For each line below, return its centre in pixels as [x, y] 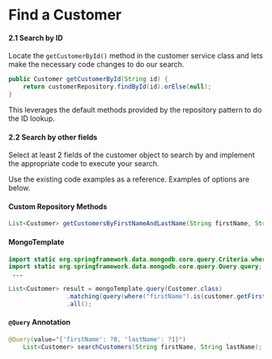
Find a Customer [65, 15]
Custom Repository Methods [58, 206]
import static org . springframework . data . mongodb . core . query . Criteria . [130, 259]
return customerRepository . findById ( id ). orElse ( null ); [117, 87]
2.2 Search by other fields [53, 137]
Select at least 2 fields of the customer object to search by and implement [132, 155]
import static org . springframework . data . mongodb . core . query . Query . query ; [136, 267]
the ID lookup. [32, 118]
